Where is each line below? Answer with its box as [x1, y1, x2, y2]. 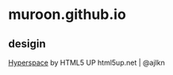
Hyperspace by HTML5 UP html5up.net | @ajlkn [8, 58, 165, 67]
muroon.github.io [8, 6, 127, 24]
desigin [8, 37, 46, 51]
